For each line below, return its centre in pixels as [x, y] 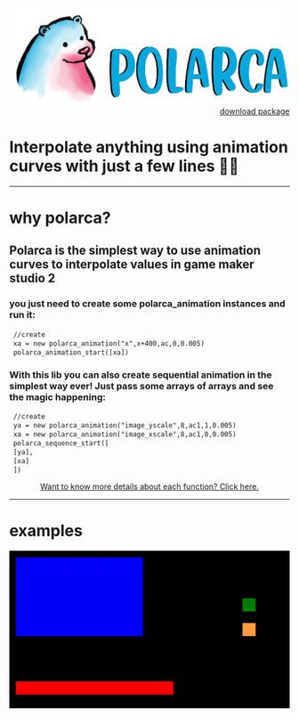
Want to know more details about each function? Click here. [149, 486]
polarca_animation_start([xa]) [71, 352]
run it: [22, 315]
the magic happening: [58, 396]
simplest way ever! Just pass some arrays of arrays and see [141, 386]
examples [46, 531]
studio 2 [32, 278]
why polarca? [60, 218]
